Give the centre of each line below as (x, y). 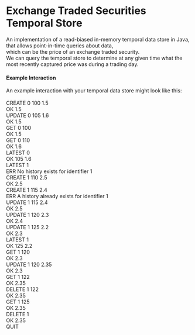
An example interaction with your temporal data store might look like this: (94, 91)
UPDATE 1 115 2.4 (27, 202)
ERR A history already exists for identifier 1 (57, 196)
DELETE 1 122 (23, 289)
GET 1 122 (18, 277)
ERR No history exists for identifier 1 (49, 171)
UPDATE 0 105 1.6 (28, 116)
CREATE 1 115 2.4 (27, 190)
